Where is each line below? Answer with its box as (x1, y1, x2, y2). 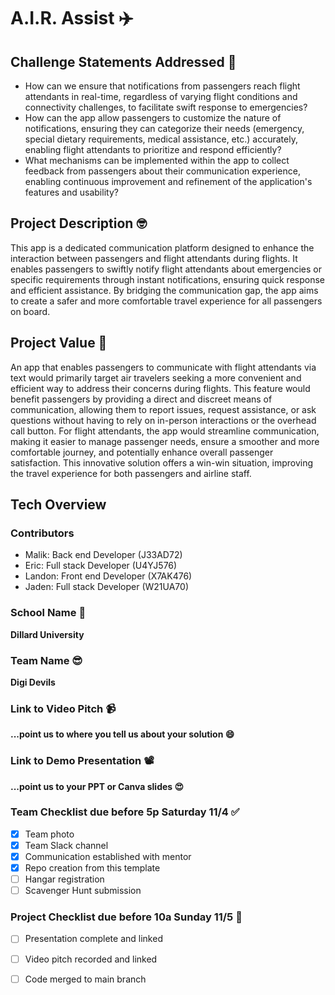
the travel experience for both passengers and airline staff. (10, 467, 252, 479)
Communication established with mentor (24, 850, 192, 862)
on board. (10, 305, 51, 317)
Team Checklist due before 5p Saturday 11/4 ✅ (10, 805, 240, 819)
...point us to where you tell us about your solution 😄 (10, 728, 235, 740)
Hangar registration (24, 873, 105, 885)
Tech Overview (10, 496, 107, 514)
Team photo (24, 828, 75, 840)
